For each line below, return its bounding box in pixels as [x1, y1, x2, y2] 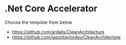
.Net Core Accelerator [4, 3, 98, 14]
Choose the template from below [4, 19, 72, 25]
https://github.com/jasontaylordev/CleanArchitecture [11, 34, 121, 40]
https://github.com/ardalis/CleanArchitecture [11, 29, 104, 35]
